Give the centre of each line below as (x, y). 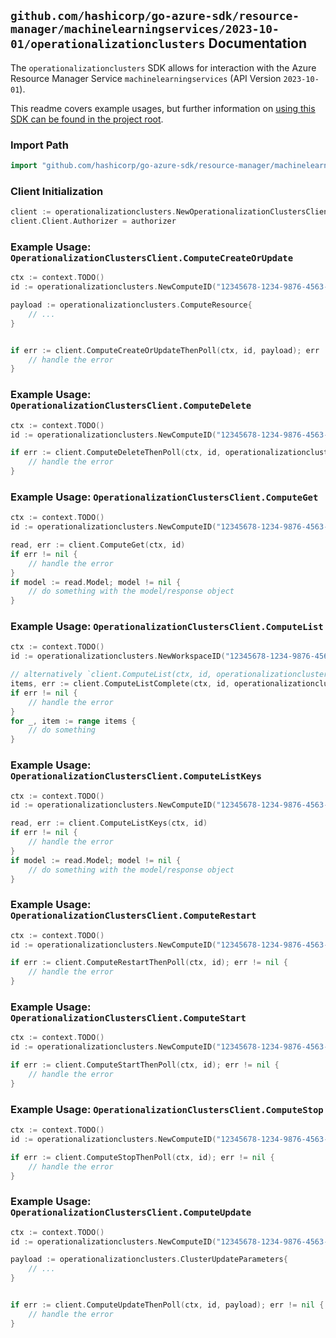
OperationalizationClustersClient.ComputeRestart (133, 916)
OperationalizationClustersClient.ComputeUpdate (131, 1213)
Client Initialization (57, 191)
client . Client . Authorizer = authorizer (93, 221)
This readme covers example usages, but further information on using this (163, 108)
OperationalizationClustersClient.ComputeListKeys (136, 776)
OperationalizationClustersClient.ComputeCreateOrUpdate (152, 258)
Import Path (39, 145)
